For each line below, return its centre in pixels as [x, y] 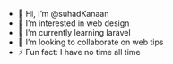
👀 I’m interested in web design [74, 23]
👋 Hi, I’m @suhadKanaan [63, 14]
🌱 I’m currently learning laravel [74, 32]
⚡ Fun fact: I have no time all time [79, 52]
